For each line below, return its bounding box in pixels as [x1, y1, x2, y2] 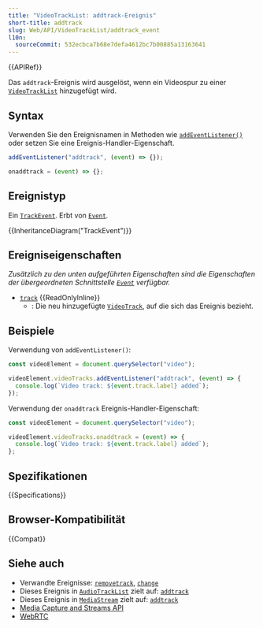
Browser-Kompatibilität [8, 513, 126, 526]
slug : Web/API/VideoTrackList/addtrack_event [8, 26, 160, 34]
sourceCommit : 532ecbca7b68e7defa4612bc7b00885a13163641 [15, 41, 206, 49]
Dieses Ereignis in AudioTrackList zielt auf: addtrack [19, 586, 189, 596]
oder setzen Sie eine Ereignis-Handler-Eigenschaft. [8, 138, 175, 147]
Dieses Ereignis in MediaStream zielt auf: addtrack [19, 594, 179, 604]
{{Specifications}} [8, 490, 67, 500]
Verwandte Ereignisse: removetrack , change [19, 578, 159, 587]
